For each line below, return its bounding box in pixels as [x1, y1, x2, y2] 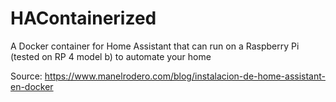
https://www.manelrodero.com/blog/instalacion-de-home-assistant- [44, 70, 326, 82]
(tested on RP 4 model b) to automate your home [10, 50, 212, 62]
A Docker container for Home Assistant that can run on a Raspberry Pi [10, 40, 300, 52]
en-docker [10, 80, 54, 92]
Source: [10, 70, 43, 82]
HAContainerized [10, 7, 157, 30]
